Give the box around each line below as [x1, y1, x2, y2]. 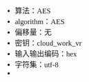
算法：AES [14, 7, 52, 15]
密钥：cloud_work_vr [14, 39, 82, 48]
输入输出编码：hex [14, 50, 77, 59]
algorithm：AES [14, 17, 66, 26]
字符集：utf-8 [14, 61, 59, 69]
